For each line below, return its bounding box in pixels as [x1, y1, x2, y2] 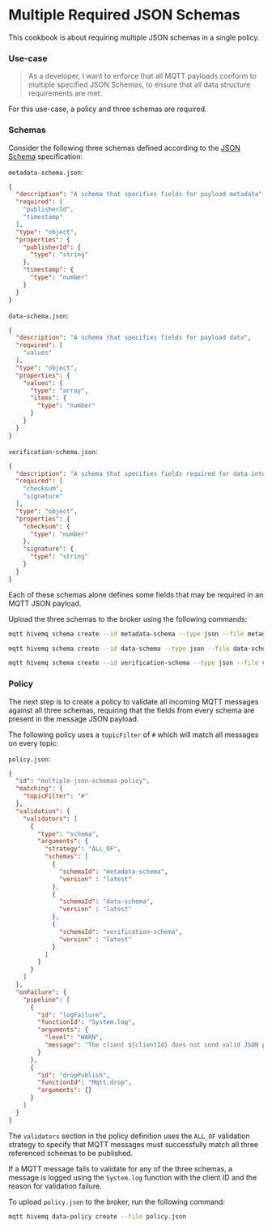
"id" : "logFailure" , [37, 1011, 107, 1019]
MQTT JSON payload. [8, 598, 82, 608]
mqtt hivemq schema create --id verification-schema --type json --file [8, 659, 259, 667]
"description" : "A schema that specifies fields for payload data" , [15, 334, 252, 342]
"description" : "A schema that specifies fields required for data [15, 469, 249, 477]
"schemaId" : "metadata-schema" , [59, 867, 168, 876]
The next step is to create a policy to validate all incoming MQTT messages [8, 696, 259, 706]
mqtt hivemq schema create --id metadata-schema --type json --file [8, 630, 244, 638]
